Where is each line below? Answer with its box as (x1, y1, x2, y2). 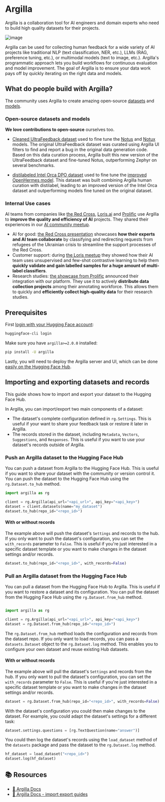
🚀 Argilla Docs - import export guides (12, 791, 88, 798)
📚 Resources (5, 770, 47, 779)
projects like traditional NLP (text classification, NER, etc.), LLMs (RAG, (5, 49, 149, 55)
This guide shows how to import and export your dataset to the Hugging (5, 391, 152, 397)
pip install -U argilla (5, 349, 54, 355)
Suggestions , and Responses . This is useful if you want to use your (12, 436, 145, 442)
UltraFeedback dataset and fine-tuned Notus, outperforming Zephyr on (12, 157, 157, 163)
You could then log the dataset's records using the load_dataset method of (5, 737, 158, 743)
